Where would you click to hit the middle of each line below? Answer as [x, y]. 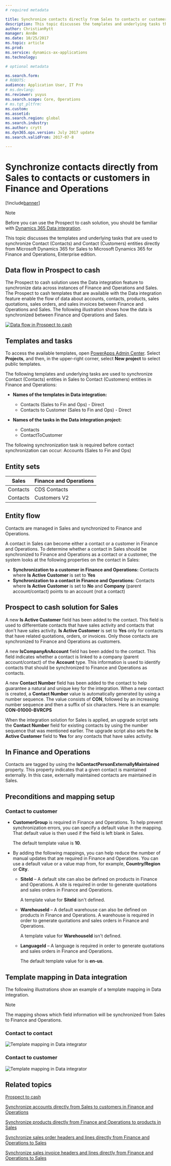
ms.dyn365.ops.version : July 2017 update [50, 133]
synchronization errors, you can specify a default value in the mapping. [87, 828]
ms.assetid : [18, 114]
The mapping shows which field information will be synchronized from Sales [85, 1014]
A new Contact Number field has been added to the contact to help [76, 683]
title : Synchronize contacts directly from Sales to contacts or [76, 19]
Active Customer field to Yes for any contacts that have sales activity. [79, 736]
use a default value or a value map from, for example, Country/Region [86, 864]
